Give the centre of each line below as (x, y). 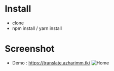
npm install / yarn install (37, 28)
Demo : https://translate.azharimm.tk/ (51, 63)
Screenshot (30, 49)
